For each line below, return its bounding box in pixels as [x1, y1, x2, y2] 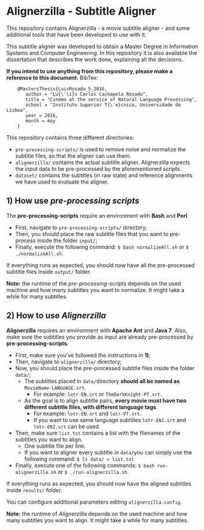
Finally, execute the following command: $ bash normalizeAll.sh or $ [15, 243, 189, 251]
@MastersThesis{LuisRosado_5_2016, [17, 85, 108, 92]
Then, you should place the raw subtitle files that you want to [15, 230, 169, 237]
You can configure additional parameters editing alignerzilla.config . [6, 498, 183, 506]
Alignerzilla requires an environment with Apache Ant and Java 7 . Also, [6, 326, 188, 334]
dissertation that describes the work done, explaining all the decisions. [6, 56, 184, 63]
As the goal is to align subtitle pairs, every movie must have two [24, 396, 187, 404]
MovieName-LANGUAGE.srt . [24, 384, 86, 391]
